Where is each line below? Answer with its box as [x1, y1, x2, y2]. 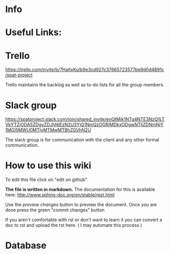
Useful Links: [5, 27, 62, 38]
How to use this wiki [5, 160, 92, 172]
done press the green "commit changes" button [5, 207, 105, 213]
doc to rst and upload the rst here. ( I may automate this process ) [5, 222, 143, 228]
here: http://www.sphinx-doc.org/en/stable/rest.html [5, 192, 115, 198]
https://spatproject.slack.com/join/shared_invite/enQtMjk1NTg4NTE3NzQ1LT [5, 116, 165, 122]
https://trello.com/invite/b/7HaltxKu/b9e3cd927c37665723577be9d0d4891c [5, 67, 164, 73]
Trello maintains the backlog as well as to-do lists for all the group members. [5, 82, 164, 88]
